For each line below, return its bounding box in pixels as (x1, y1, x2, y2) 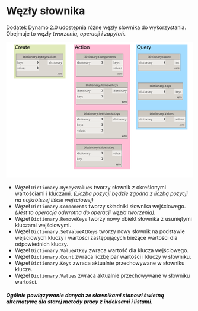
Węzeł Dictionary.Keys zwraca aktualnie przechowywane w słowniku (14, 259, 185, 266)
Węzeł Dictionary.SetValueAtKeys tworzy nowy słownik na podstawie (14, 227, 185, 235)
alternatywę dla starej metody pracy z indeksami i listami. (6, 298, 153, 305)
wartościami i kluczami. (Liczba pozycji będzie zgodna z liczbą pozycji (14, 190, 188, 197)
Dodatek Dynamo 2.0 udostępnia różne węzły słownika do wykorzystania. (6, 24, 187, 31)
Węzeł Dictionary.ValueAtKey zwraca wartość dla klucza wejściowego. (14, 246, 189, 253)
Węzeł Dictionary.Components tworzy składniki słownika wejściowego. (14, 202, 186, 210)
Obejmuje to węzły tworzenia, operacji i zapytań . (6, 30, 126, 37)
